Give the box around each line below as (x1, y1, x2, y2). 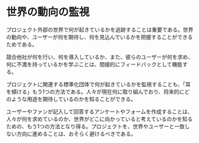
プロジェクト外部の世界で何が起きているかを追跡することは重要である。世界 (6, 26, 194, 33)
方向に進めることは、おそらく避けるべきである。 (16, 130, 137, 137)
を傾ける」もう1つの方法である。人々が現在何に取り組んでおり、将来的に (6, 88, 185, 95)
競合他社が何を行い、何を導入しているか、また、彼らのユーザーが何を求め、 (6, 53, 194, 60)
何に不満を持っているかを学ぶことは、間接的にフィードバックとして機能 (6, 60, 183, 68)
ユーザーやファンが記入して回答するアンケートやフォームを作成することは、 (6, 108, 193, 115)
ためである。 (6, 41, 37, 48)
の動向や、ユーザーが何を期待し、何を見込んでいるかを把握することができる (6, 33, 193, 40)
